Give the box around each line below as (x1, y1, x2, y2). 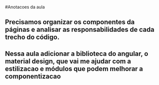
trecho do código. (5, 33, 59, 42)
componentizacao (5, 72, 61, 80)
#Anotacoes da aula (5, 4, 45, 10)
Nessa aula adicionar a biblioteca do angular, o (5, 49, 148, 57)
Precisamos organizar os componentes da (5, 18, 135, 26)
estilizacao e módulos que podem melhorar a (5, 65, 144, 73)
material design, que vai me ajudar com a (5, 57, 131, 65)
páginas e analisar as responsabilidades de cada (5, 26, 155, 34)
